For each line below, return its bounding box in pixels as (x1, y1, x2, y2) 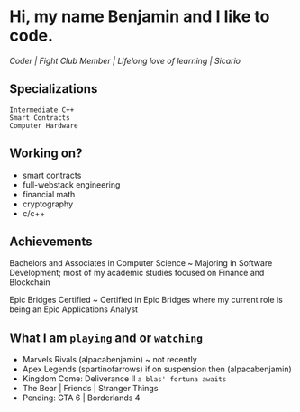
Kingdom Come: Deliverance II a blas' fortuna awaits (22, 373, 227, 384)
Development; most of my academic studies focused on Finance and (9, 268, 265, 279)
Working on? (9, 146, 83, 161)
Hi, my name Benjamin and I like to (9, 6, 270, 27)
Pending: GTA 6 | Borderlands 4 (22, 392, 141, 403)
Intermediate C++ (9, 105, 75, 114)
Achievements (9, 233, 93, 249)
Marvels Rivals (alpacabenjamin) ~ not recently (22, 354, 198, 365)
